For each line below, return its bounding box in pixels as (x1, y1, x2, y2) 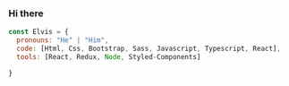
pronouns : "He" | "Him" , (16, 36, 109, 45)
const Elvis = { (8, 28, 69, 37)
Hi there (8, 7, 44, 20)
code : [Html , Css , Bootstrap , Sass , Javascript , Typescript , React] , (16, 44, 281, 54)
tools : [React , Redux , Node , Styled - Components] (16, 52, 201, 61)
